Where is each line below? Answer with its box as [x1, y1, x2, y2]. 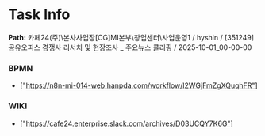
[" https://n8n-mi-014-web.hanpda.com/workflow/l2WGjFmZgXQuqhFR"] [19, 81, 258, 90]
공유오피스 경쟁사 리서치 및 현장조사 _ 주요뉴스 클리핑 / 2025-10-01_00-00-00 [8, 42, 252, 52]
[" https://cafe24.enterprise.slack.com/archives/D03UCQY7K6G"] [19, 119, 234, 128]
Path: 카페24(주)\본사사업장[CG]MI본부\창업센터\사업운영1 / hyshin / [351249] [8, 32, 255, 42]
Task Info [8, 6, 71, 24]
